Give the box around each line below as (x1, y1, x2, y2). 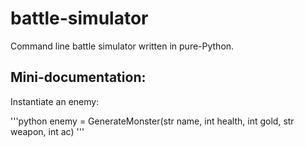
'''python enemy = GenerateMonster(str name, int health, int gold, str (10, 115, 295, 127)
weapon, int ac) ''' (10, 125, 85, 137)
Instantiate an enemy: (10, 95, 100, 107)
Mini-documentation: (10, 69, 147, 86)
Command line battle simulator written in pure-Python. (10, 40, 235, 52)
